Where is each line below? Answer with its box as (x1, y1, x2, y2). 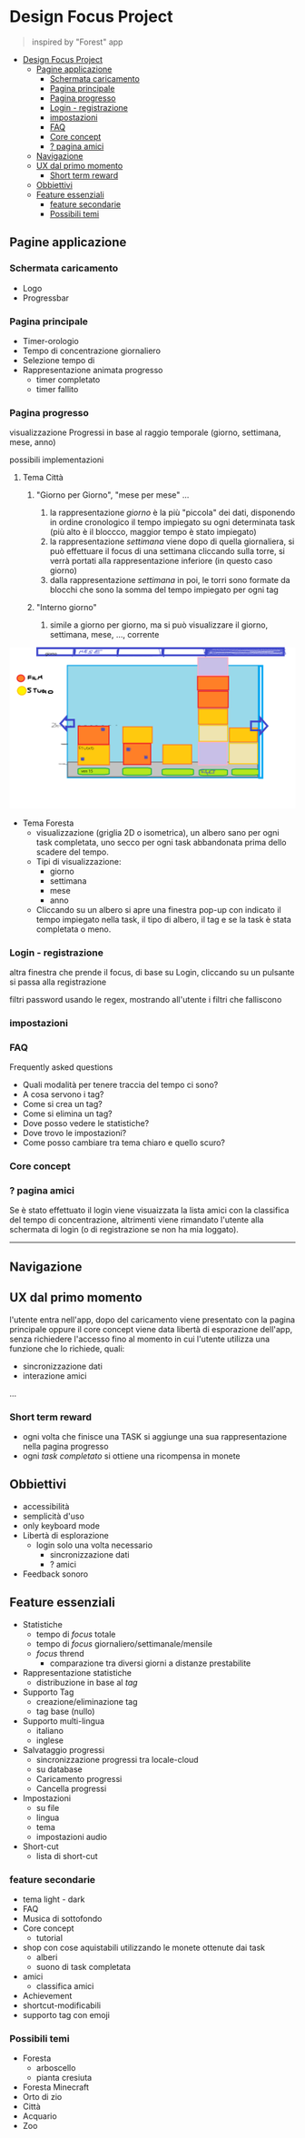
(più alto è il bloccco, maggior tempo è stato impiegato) (49, 527, 257, 538)
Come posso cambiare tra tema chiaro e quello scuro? (22, 1137, 225, 1148)
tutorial (35, 1932, 64, 1943)
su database (35, 1764, 84, 1775)
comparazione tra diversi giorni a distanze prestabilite (49, 1658, 251, 1668)
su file (35, 1802, 60, 1813)
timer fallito (35, 383, 79, 394)
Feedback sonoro (22, 1569, 89, 1579)
